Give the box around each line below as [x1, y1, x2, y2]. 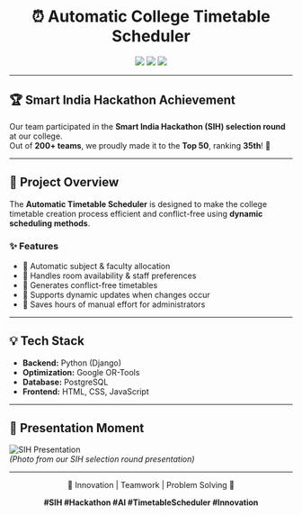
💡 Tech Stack [9, 333, 85, 348]
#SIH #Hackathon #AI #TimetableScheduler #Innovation [43, 497, 259, 508]
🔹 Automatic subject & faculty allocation [22, 260, 171, 271]
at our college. [9, 131, 63, 141]
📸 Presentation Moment [9, 420, 145, 436]
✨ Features [9, 240, 59, 253]
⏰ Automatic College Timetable [31, 6, 271, 27]
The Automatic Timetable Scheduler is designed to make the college [9, 198, 268, 209]
